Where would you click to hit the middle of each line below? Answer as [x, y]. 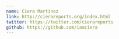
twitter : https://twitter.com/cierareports [60, 22]
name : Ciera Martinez [32, 11]
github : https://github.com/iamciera [52, 27]
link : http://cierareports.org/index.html [58, 17]
